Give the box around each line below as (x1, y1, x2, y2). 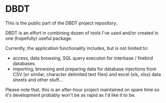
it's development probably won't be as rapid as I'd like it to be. (5, 92, 136, 98)
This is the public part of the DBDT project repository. (5, 20, 118, 26)
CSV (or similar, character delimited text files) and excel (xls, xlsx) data (12, 71, 161, 77)
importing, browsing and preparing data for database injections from (12, 66, 157, 72)
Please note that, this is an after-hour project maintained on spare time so (5, 86, 159, 92)
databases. (12, 60, 37, 66)
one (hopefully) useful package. (5, 35, 73, 41)
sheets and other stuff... (12, 76, 63, 83)
